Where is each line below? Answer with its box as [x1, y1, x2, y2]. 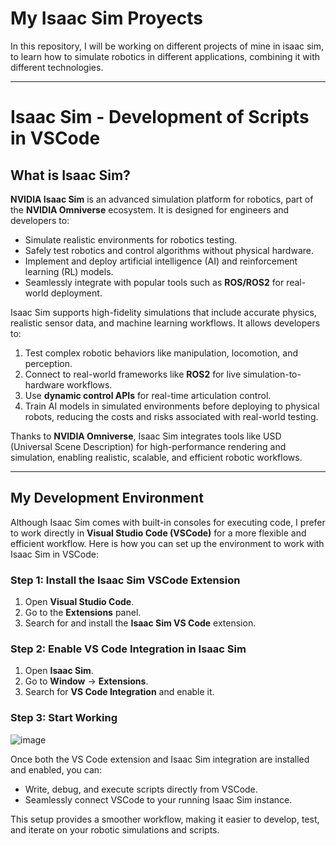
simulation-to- [243, 368, 302, 380]
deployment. [50, 287, 103, 299]
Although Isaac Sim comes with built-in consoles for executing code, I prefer [10, 516, 326, 528]
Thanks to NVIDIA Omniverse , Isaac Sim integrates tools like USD [10, 430, 282, 442]
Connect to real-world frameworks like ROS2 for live [24, 368, 242, 380]
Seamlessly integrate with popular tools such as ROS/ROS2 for [24, 276, 285, 288]
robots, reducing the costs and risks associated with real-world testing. [24, 410, 319, 422]
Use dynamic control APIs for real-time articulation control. [24, 389, 272, 401]
